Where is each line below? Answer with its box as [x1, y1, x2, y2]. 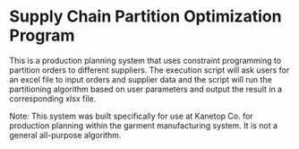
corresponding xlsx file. [9, 92, 97, 104]
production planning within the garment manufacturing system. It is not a [9, 119, 278, 131]
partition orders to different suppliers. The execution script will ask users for [9, 65, 290, 75]
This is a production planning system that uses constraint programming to [9, 55, 282, 66]
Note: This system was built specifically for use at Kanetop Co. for [9, 110, 253, 121]
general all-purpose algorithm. [9, 129, 122, 140]
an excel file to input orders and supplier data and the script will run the [9, 74, 273, 84]
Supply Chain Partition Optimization [9, 6, 282, 27]
